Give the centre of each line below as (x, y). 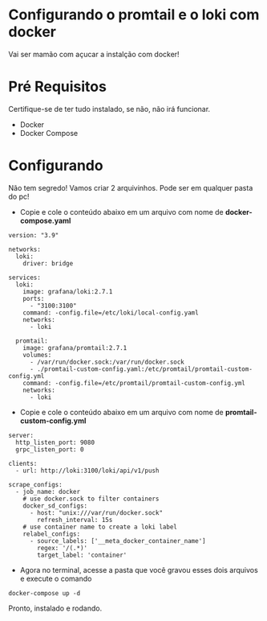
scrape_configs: (35, 484)
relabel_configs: (52, 534)
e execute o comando (56, 578)
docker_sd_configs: (55, 506)
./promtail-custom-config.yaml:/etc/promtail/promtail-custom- (145, 369)
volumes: (37, 355)
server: (21, 435)
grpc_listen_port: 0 (50, 449)
